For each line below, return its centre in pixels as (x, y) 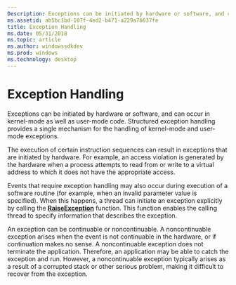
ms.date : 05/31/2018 (38, 33)
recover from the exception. (47, 274)
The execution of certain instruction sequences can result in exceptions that (117, 150)
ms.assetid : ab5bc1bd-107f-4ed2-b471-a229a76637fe (83, 20)
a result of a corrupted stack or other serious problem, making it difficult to (115, 266)
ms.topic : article (34, 40)
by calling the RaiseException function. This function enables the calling (112, 208)
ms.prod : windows (33, 53)
